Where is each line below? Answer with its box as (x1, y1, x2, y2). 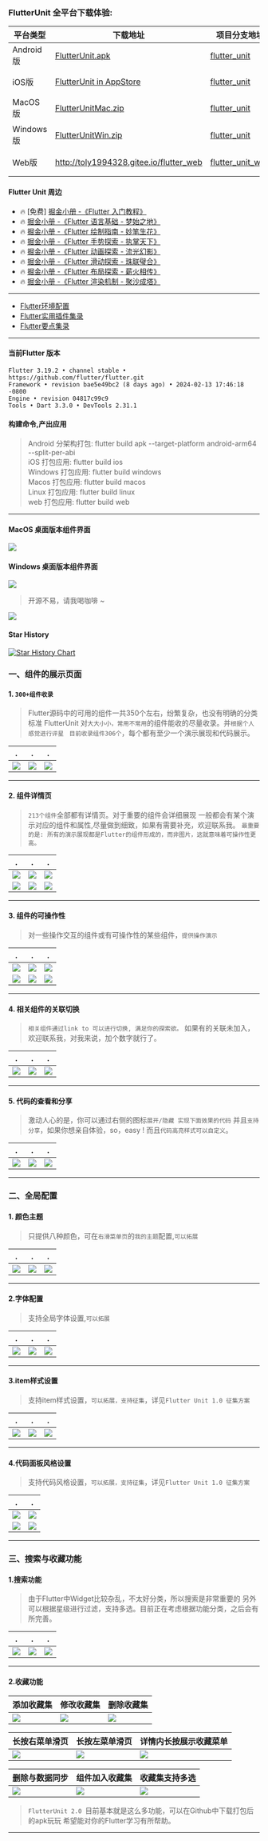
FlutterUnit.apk (54, 50, 111, 62)
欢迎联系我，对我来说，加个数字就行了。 (27, 1034, 161, 1043)
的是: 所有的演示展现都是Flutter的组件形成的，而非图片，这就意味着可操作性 (27, 830, 250, 838)
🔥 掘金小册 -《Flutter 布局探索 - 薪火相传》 (19, 266, 161, 276)
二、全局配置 (8, 1191, 58, 1202)
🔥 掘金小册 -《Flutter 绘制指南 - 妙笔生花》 (19, 226, 161, 236)
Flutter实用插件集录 (19, 310, 84, 321)
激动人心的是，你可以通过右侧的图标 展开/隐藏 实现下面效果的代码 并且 (27, 1115, 247, 1125)
